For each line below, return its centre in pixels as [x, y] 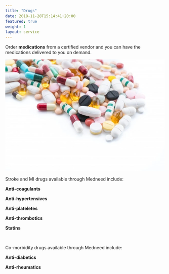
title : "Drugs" [21, 11]
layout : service [22, 32]
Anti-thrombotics [24, 218]
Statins [13, 228]
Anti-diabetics [21, 257]
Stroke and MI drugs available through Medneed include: [65, 179]
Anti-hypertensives [26, 198]
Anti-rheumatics [23, 267]
